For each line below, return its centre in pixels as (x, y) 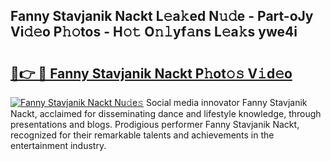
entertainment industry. (58, 145)
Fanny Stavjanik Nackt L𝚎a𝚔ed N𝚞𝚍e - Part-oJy (162, 16)
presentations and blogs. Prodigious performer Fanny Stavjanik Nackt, (155, 124)
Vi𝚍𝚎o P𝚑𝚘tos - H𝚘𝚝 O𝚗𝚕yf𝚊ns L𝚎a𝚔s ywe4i (154, 32)
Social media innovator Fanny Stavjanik (226, 102)
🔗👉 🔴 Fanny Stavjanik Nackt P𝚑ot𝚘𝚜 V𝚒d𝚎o (151, 73)
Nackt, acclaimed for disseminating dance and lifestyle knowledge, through (166, 113)
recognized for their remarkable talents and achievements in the (142, 135)
